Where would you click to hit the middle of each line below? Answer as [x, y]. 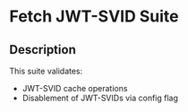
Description [43, 50]
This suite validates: [46, 71]
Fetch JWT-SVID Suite [94, 17]
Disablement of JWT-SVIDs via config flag [100, 98]
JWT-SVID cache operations [75, 88]
